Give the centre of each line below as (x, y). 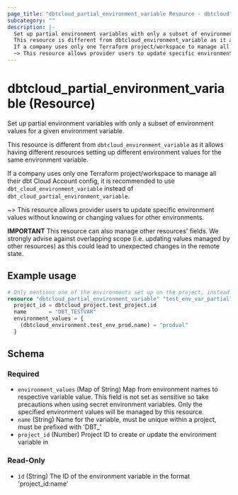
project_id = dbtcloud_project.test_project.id (85, 306)
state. (16, 253)
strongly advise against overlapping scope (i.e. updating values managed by (119, 238)
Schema (26, 354)
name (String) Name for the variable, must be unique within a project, (117, 420)
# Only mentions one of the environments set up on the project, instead (119, 292)
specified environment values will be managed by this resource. (110, 412)
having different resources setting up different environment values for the (114, 152)
